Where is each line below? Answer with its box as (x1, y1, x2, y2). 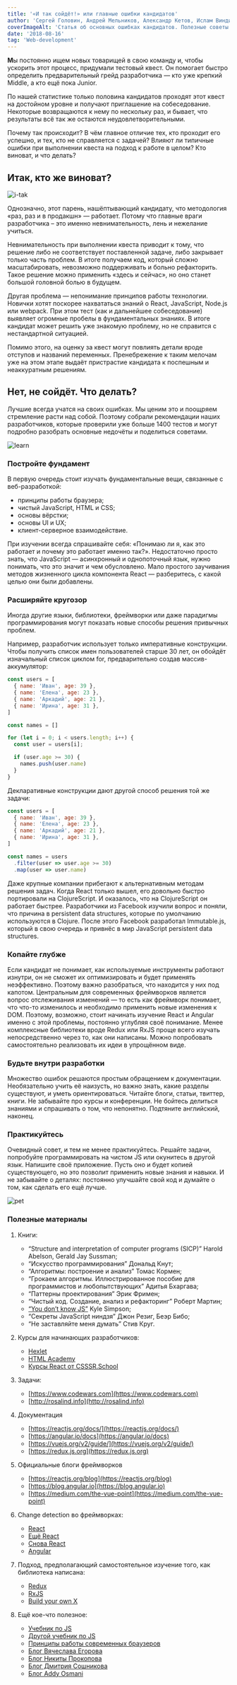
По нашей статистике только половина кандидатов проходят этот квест (7, 93, 225, 101)
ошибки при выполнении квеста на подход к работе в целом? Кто (7, 144, 207, 152)
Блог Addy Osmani (28, 1669, 83, 1677)
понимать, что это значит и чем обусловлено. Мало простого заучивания (7, 562, 230, 571)
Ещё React (28, 1531, 60, 1540)
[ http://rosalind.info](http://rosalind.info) (28, 1396, 145, 1405)
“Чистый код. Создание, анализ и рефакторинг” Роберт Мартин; (28, 1297, 222, 1305)
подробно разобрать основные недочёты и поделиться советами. (7, 427, 208, 436)
